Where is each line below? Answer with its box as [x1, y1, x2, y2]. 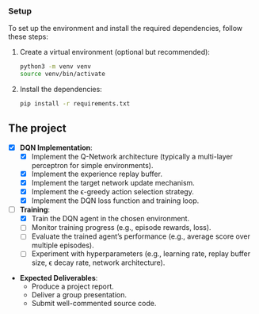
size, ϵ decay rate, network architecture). [31, 258, 166, 267]
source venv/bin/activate [19, 70, 105, 78]
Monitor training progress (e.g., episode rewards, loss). [31, 223, 211, 232]
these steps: [8, 32, 49, 41]
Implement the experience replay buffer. [31, 169, 162, 178]
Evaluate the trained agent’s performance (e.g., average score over [31, 232, 251, 241]
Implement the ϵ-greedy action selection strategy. [31, 186, 194, 196]
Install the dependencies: [19, 85, 103, 94]
